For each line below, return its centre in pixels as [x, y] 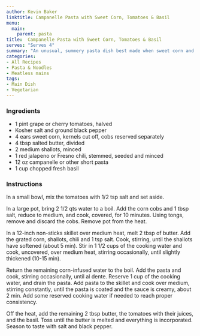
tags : [13, 79]
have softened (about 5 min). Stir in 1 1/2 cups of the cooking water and [94, 246]
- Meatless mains [28, 73]
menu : [13, 23]
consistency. [22, 302]
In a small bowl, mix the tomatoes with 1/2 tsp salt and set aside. [85, 197]
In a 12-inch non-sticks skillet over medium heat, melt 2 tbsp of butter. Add [98, 233]
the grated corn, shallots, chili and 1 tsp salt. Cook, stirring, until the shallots [99, 239]
